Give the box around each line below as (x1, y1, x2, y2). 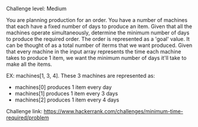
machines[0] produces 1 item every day (14, 84, 112, 91)
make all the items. (6, 61, 52, 68)
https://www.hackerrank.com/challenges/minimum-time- (43, 108, 183, 115)
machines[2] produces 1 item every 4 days (14, 96, 120, 103)
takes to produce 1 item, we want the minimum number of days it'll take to (6, 55, 187, 61)
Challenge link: (6, 108, 43, 115)
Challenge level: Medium (6, 5, 67, 12)
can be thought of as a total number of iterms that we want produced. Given (6, 42, 193, 49)
